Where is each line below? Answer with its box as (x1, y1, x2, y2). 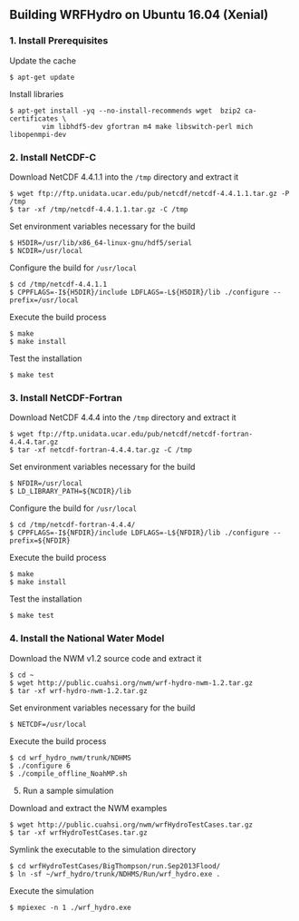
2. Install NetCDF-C (9, 151, 97, 163)
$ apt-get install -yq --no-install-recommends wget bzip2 (9, 106, 242, 115)
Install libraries (9, 88, 64, 99)
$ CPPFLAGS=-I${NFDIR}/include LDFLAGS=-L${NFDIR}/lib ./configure (9, 528, 270, 538)
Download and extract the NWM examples (9, 802, 168, 813)
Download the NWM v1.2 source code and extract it (9, 652, 202, 663)
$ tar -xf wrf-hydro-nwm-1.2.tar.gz (9, 686, 148, 695)
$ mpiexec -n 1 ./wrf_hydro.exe (9, 903, 131, 912)
